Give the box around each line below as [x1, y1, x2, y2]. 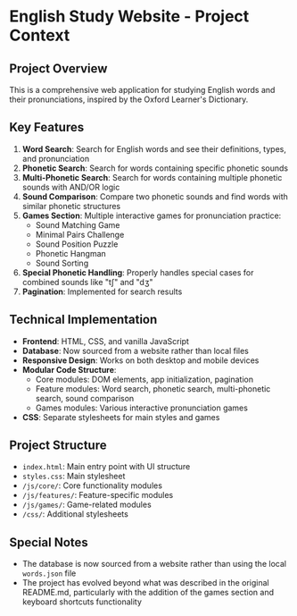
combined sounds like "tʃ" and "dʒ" [21, 276, 153, 287]
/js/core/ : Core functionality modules [21, 480, 163, 491]
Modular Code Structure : [21, 364, 117, 375]
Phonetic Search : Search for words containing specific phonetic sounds [21, 163, 288, 173]
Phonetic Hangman [35, 248, 107, 258]
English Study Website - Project [9, 6, 250, 27]
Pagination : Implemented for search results [21, 286, 183, 297]
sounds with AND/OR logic [21, 181, 120, 192]
